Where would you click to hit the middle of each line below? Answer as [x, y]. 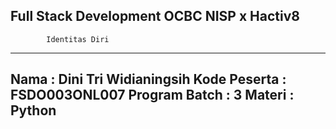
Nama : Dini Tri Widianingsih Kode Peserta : [148, 79]
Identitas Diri [78, 39]
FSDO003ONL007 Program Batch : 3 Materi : [152, 95]
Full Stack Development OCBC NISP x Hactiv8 [155, 16]
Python [33, 110]
